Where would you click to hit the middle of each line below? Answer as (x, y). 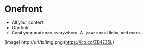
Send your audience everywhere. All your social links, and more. (76, 33)
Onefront (23, 9)
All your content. (28, 22)
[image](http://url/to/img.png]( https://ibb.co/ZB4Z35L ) (59, 42)
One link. (21, 27)
